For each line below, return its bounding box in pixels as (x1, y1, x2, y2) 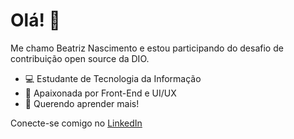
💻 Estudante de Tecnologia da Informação (24, 72, 202, 84)
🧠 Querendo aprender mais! (24, 97, 140, 109)
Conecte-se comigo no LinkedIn (10, 117, 143, 129)
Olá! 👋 (10, 9, 61, 32)
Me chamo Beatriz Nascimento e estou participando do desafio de (10, 42, 284, 54)
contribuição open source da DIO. (10, 52, 150, 64)
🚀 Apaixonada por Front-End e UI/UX (24, 87, 177, 99)
